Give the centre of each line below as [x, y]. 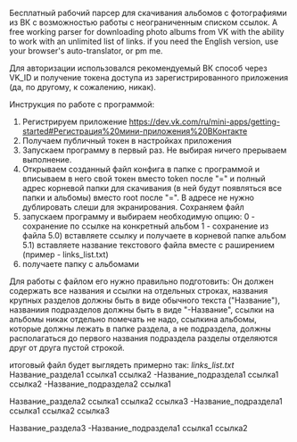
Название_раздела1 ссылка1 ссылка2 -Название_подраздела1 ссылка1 [144, 375]
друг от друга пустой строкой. [67, 348]
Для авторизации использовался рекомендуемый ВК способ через [138, 68]
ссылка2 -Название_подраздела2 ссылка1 [90, 384]
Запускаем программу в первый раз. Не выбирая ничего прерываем [154, 150]
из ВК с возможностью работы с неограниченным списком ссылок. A [144, 22]
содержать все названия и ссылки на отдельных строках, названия [139, 291]
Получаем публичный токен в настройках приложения [127, 141]
